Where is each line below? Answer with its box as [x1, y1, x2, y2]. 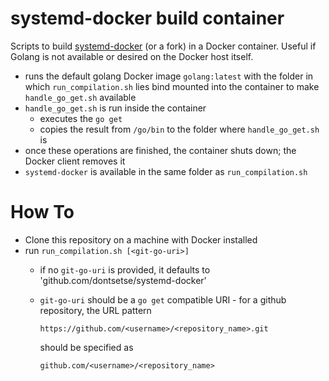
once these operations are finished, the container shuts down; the [24, 144, 297, 156]
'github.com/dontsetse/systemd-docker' [39, 274, 207, 286]
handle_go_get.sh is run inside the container [24, 102, 207, 114]
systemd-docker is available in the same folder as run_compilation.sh [24, 165, 308, 177]
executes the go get [39, 112, 123, 124]
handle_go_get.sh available [24, 91, 137, 103]
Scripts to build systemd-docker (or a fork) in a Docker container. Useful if [10, 40, 317, 52]
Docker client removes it [24, 155, 126, 167]
